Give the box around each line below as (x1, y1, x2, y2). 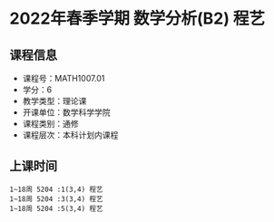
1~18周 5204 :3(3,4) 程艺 (9, 194, 103, 204)
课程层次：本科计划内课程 (22, 130, 119, 140)
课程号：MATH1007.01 (22, 73, 105, 83)
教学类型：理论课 (22, 96, 87, 106)
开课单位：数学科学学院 (22, 107, 111, 118)
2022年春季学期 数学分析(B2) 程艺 (9, 8, 266, 29)
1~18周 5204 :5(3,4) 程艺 (9, 204, 103, 213)
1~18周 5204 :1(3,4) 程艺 (9, 185, 103, 194)
